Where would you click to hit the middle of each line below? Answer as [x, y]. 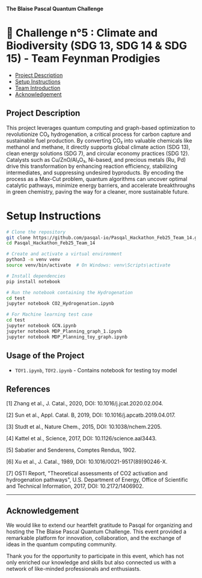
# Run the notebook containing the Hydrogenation [70, 292]
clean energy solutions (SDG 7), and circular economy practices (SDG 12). [98, 153]
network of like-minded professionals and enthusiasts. [74, 569]
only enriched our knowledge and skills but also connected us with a [91, 562]
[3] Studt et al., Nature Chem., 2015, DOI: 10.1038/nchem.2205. [84, 427]
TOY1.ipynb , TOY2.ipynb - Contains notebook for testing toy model [96, 370]
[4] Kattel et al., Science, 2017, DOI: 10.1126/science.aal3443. [81, 438]
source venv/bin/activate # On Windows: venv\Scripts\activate [88, 265]
